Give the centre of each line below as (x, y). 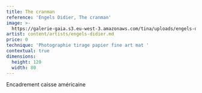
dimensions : (21, 56)
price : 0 (17, 40)
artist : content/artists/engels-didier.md (60, 34)
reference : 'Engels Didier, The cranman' (59, 17)
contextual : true (28, 51)
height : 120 (27, 62)
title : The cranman (31, 12)
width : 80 (24, 67)
